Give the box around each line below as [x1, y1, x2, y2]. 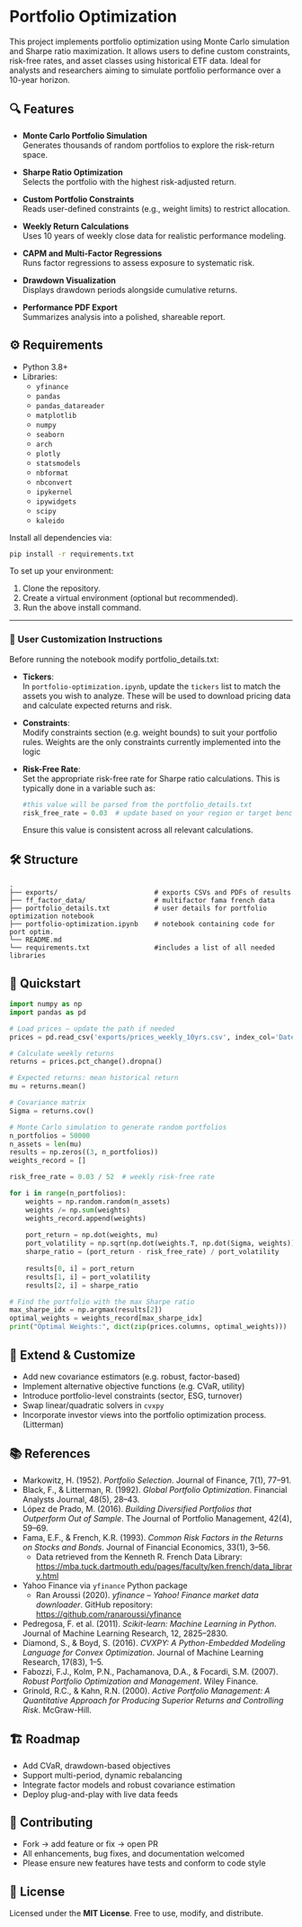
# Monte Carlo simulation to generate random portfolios [9, 1123, 227, 1132]
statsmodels [35, 459, 81, 468]
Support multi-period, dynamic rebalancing [22, 1769, 182, 1780]
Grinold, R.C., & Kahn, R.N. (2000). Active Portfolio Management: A [22, 1685, 271, 1695]
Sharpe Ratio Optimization [22, 167, 123, 177]
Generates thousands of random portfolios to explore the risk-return [22, 140, 275, 150]
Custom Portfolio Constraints [22, 194, 135, 205]
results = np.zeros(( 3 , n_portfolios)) [9, 1148, 159, 1157]
